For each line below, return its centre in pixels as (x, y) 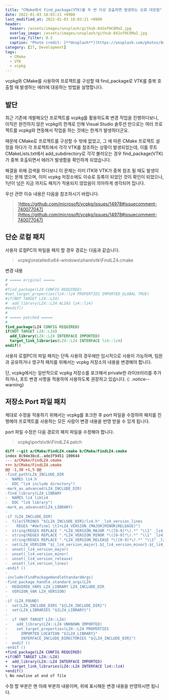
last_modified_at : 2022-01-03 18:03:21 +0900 (54, 19)
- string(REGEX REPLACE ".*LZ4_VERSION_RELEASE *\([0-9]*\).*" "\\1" (81, 540)
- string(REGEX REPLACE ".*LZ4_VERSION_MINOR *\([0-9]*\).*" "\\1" (78, 535)
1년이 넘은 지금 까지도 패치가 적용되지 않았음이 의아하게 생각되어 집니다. (75, 183)
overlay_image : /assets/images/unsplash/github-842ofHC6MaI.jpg (78, 33)
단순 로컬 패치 (25, 237)
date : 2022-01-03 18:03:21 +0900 (40, 15)
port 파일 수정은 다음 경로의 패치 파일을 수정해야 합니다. (60, 432)
